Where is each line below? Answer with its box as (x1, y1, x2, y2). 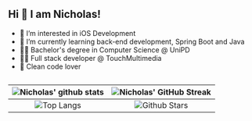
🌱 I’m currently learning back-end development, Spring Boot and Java (19, 37, 245, 46)
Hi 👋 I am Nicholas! (8, 8, 102, 21)
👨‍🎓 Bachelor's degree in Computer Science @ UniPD (19, 44, 190, 55)
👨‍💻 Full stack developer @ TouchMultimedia (19, 53, 162, 62)
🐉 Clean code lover (19, 62, 81, 71)
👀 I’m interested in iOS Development (19, 28, 136, 37)
